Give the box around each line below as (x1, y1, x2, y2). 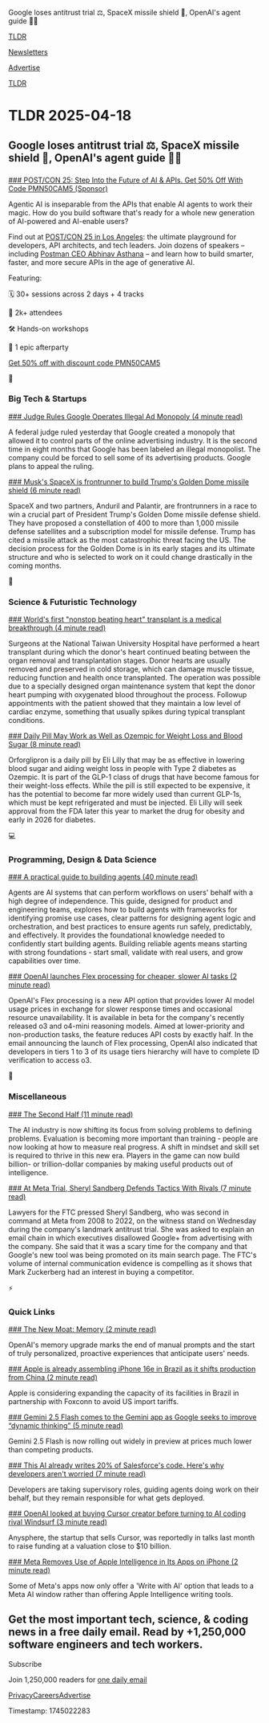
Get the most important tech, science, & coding (8, 1613, 249, 1627)
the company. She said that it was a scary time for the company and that (8, 1241, 247, 1251)
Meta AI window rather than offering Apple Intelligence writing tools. (8, 1589, 234, 1598)
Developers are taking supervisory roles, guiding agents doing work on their (8, 1484, 259, 1494)
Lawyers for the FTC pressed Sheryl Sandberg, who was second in (8, 1207, 230, 1217)
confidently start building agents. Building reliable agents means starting (8, 939, 247, 949)
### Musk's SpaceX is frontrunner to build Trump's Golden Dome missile (8, 476, 250, 486)
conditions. (8, 716, 46, 725)
